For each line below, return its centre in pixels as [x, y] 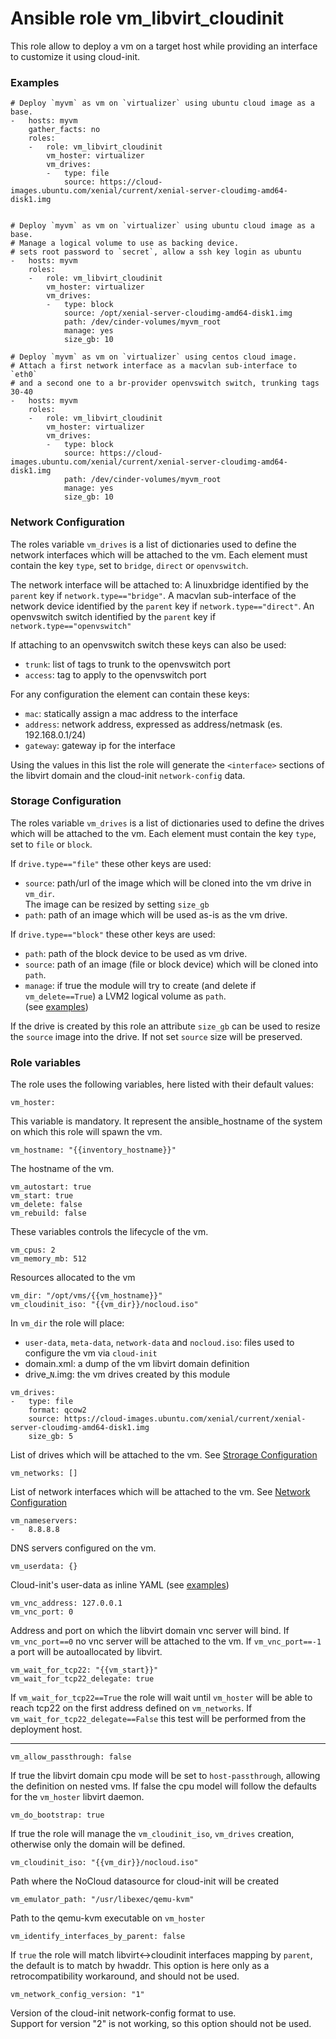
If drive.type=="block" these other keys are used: [113, 934]
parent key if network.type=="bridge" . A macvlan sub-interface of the [153, 595]
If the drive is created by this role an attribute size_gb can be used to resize [165, 1026]
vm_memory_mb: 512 [48, 1259]
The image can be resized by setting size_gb [117, 904]
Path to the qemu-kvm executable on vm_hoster [108, 1918]
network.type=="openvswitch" [71, 626]
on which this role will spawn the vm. [86, 1132]
